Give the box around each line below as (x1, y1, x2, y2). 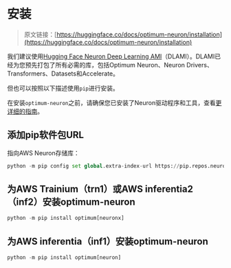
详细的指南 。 (7, 107, 43, 115)
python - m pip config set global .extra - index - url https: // (7, 162, 180, 169)
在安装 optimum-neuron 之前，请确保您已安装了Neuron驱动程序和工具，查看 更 (7, 98, 222, 107)
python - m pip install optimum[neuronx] (7, 214, 125, 222)
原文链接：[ (23, 30, 57, 38)
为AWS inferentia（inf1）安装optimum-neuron (7, 235, 208, 247)
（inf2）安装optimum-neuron (7, 197, 135, 208)
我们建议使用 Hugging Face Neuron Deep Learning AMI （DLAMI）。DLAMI (7, 52, 215, 60)
